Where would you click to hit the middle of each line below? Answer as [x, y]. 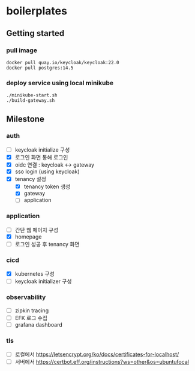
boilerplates [37, 11]
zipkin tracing [32, 310]
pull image [22, 50]
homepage [28, 236]
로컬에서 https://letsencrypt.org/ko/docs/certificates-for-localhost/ [97, 354]
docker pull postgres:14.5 [40, 68]
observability [26, 297]
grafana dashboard [39, 324]
